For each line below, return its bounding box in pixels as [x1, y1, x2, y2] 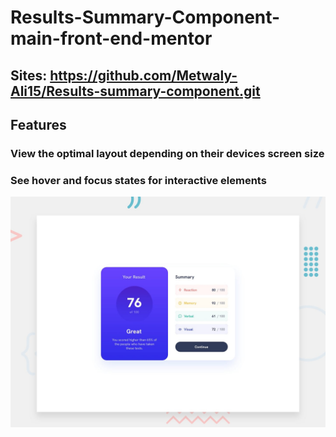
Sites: [10, 67, 48, 84]
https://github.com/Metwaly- [49, 67, 238, 84]
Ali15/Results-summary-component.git [10, 82, 261, 100]
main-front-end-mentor [10, 27, 213, 50]
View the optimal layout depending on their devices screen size [10, 146, 325, 160]
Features [10, 116, 67, 133]
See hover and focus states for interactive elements [10, 173, 267, 187]
